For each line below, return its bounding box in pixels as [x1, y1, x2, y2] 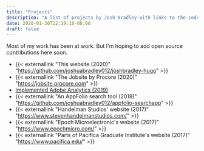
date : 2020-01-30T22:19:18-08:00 [6, 20, 91, 26]
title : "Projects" [6, 8, 53, 15]
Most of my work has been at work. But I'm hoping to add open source [6, 42, 183, 50]
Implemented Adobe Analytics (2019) [15, 86, 108, 94]
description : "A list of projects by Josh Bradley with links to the [6, 15, 186, 21]
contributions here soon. [6, 49, 68, 56]
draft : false [6, 25, 39, 32]
